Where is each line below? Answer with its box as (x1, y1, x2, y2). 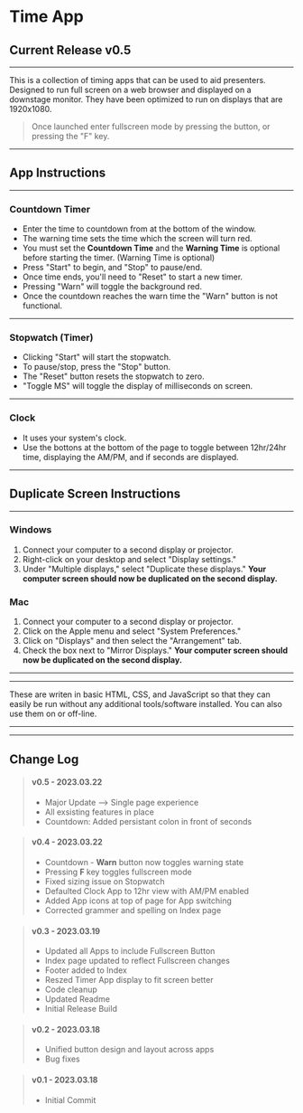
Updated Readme (44, 994, 111, 1005)
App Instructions (9, 165, 106, 181)
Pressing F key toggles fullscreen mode (44, 866, 192, 877)
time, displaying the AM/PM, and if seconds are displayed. (22, 451, 239, 462)
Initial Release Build (44, 1004, 117, 1014)
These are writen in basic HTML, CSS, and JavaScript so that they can (9, 689, 271, 700)
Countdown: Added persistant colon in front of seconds (44, 816, 252, 826)
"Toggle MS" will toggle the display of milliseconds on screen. (22, 381, 253, 391)
